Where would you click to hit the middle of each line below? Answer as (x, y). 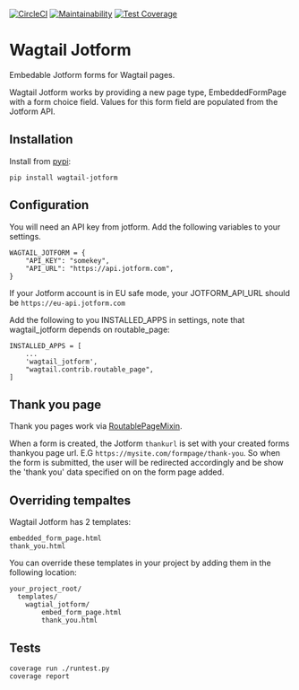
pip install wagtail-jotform (64, 178)
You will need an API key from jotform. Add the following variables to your (145, 227)
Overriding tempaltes (70, 500)
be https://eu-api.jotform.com (67, 302)
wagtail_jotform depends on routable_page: (90, 329)
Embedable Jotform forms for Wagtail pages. (92, 74)
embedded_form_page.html (56, 538)
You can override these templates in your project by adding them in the (140, 563)
